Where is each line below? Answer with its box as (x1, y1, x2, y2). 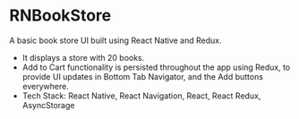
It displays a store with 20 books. (21, 52, 145, 63)
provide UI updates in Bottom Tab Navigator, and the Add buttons (21, 71, 264, 81)
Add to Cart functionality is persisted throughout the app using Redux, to (21, 62, 291, 72)
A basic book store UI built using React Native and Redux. (9, 35, 222, 46)
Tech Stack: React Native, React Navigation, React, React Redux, (21, 90, 261, 101)
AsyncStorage (21, 99, 75, 110)
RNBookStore (9, 5, 112, 26)
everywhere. (21, 81, 69, 91)
